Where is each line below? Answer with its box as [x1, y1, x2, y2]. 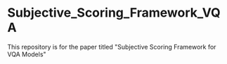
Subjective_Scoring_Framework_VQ [7, 5, 221, 21]
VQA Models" [7, 50, 47, 58]
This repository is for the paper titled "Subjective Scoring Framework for [7, 42, 216, 51]
